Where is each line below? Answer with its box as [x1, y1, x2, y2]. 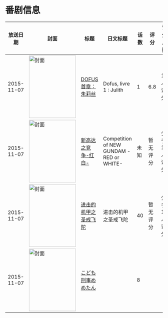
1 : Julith [103, 86, 123, 93]
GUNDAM [103, 147, 126, 154]
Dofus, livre [103, 80, 130, 87]
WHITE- [103, 160, 123, 167]
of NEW [103, 141, 121, 148]
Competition [103, 135, 132, 142]
